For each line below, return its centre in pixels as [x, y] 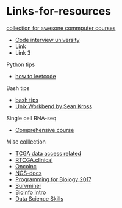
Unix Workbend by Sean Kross [54, 106]
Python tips [21, 64]
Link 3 [23, 52]
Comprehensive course [45, 130]
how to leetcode [35, 76]
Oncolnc [26, 166]
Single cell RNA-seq [31, 118]
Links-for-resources [59, 11]
